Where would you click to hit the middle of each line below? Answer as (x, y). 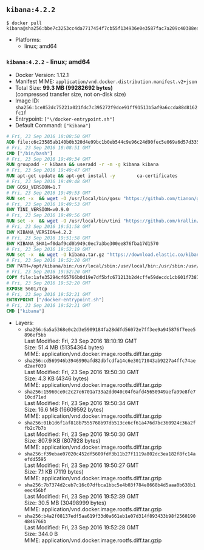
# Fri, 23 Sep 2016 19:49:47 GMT (49, 170)
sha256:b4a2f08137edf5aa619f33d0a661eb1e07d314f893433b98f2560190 (110, 516)
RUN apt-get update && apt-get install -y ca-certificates (92, 176)
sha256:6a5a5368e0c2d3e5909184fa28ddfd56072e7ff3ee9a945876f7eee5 (110, 330)
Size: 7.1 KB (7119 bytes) (54, 472)
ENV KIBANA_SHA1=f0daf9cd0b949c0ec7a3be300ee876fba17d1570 (83, 243)
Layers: (24, 323)
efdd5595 (35, 460)
